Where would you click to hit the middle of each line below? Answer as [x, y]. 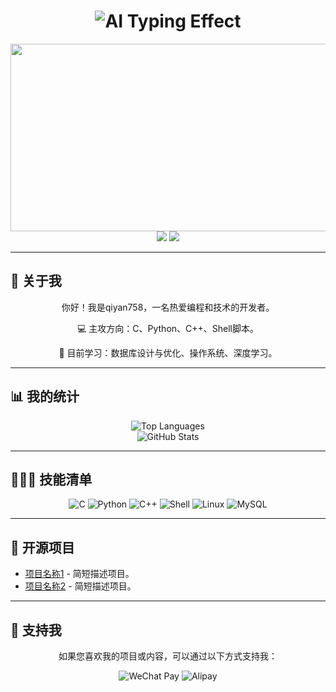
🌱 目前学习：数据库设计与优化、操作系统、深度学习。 [168, 352]
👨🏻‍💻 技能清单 [51, 479]
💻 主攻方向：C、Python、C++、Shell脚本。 [168, 328]
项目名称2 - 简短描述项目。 [80, 586]
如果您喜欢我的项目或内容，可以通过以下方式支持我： [168, 656]
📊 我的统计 [45, 396]
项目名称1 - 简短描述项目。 [79, 574]
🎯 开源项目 [42, 547]
